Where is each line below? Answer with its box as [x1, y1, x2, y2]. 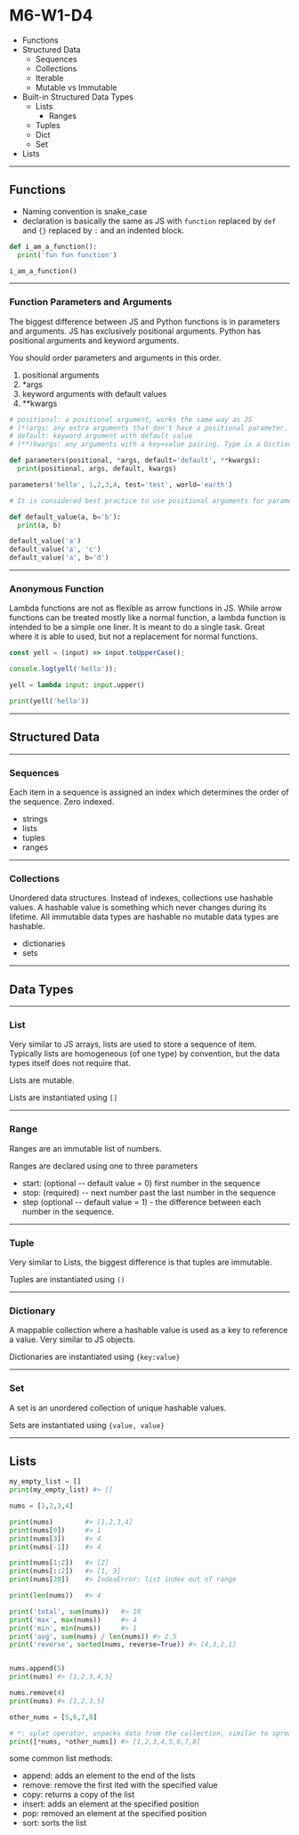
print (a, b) [17, 521, 62, 529]
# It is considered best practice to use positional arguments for [9, 496, 265, 505]
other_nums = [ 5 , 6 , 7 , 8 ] [9, 1712, 98, 1722]
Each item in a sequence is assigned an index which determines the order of [9, 787, 289, 797]
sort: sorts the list [21, 1817, 87, 1829]
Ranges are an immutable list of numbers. [9, 1143, 162, 1153]
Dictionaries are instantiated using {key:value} [9, 1352, 181, 1362]
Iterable [35, 72, 64, 83]
